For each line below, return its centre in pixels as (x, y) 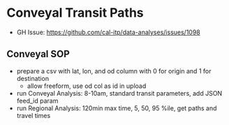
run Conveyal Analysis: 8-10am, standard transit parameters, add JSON (119, 93)
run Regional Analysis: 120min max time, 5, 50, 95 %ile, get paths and (117, 108)
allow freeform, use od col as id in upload (87, 86)
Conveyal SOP (38, 54)
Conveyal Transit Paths (75, 13)
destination (33, 78)
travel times (34, 115)
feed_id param (37, 101)
